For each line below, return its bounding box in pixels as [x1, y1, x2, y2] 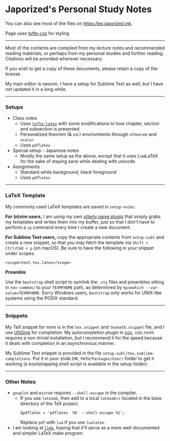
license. [5, 71, 22, 77]
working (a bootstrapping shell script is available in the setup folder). [5, 361, 148, 367]
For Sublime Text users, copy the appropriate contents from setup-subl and [5, 234, 164, 240]
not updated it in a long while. [5, 86, 67, 92]
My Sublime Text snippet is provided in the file [5, 350, 102, 356]
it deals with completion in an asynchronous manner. [5, 340, 115, 346]
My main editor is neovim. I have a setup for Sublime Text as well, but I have [5, 80, 163, 87]
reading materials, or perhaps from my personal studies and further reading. [5, 50, 164, 56]
